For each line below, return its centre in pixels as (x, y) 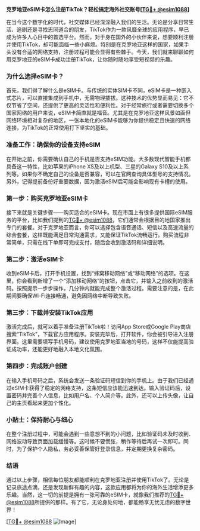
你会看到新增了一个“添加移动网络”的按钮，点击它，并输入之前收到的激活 (105, 281)
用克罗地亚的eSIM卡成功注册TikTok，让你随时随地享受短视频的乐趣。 (91, 59)
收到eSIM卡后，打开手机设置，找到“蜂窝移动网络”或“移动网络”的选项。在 (95, 274)
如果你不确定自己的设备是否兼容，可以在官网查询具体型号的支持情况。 (108, 174)
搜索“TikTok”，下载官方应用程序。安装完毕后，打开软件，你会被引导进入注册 (100, 334)
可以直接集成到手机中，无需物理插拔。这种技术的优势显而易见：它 (107, 98)
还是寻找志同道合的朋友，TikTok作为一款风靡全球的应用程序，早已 (108, 30)
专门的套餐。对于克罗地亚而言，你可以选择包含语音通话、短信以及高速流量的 (100, 227)
